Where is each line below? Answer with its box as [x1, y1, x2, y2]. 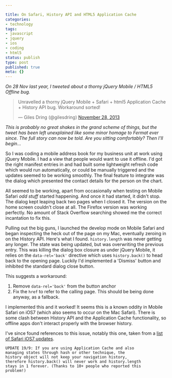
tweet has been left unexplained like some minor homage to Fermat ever [5, 129, 159, 136]
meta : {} [5, 69, 24, 74]
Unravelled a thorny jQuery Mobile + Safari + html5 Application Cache [17, 99, 166, 105]
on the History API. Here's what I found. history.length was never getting [5, 236, 162, 242]
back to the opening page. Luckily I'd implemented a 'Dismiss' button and [5, 258, 161, 264]
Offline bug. [5, 89, 31, 95]
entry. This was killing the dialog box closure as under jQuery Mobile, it [5, 247, 156, 253]
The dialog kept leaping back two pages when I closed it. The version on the [5, 199, 167, 205]
